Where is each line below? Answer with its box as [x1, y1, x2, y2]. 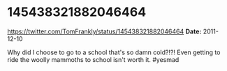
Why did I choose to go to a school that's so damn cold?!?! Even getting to [7, 48, 221, 56]
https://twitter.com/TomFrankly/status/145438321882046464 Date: [7, 27, 202, 35]
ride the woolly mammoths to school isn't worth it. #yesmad [7, 55, 180, 63]
